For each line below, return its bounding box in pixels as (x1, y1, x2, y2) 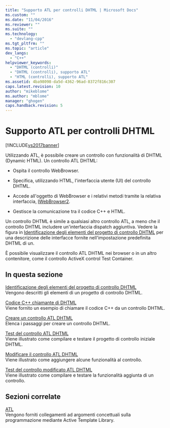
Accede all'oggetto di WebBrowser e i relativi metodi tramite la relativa (12, 193, 161, 199)
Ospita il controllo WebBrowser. (12, 168, 79, 174)
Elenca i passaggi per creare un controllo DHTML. (5, 320, 111, 326)
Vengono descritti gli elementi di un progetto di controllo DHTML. (5, 289, 143, 295)
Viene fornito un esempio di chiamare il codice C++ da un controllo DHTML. (5, 305, 165, 311)
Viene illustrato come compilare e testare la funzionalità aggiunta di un (5, 372, 154, 378)
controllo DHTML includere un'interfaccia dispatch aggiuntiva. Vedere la (5, 224, 158, 230)
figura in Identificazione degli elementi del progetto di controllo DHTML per (5, 229, 164, 235)
